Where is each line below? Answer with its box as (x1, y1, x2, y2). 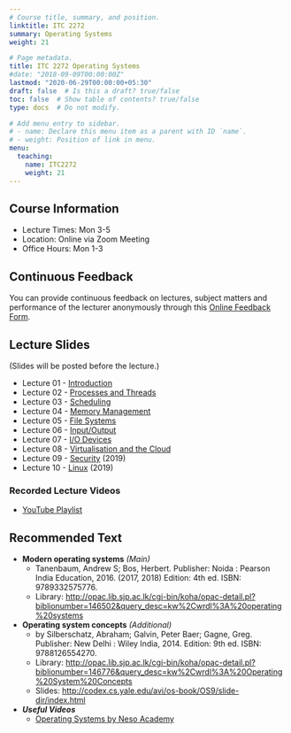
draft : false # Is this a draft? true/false (9, 86, 180, 96)
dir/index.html (34, 695, 86, 706)
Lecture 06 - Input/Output (21, 424, 117, 435)
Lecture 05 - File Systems (21, 415, 117, 426)
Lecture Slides (9, 337, 90, 352)
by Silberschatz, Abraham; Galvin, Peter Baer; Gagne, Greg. (34, 629, 253, 640)
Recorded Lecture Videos (9, 484, 121, 497)
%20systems (34, 610, 84, 621)
